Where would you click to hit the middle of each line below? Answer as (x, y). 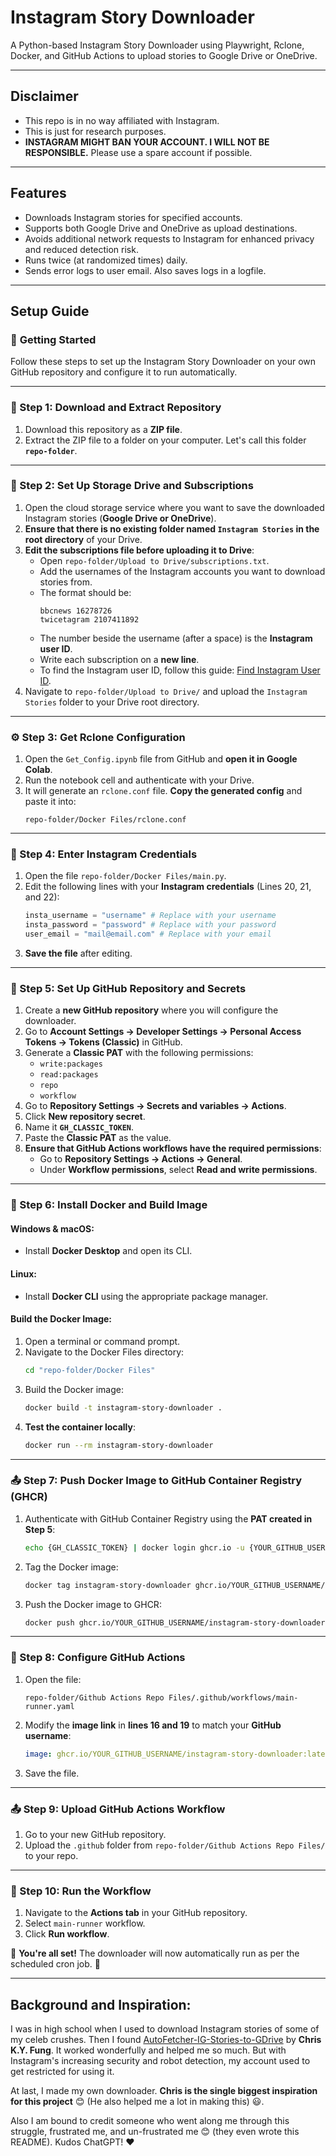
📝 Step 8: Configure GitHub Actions (98, 1658)
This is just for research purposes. (95, 131)
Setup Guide (50, 311)
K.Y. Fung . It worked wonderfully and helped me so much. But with (148, 2050)
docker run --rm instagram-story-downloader (119, 1445)
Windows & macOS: (52, 1228)
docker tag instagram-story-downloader (108, 1585)
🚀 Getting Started (53, 339)
